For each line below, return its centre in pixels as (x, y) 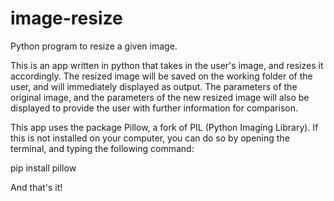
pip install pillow (43, 168)
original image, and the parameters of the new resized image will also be (160, 97)
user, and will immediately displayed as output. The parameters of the (154, 86)
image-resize (66, 18)
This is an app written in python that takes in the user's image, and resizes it (167, 65)
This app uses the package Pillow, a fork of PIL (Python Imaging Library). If (164, 127)
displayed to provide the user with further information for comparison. (154, 108)
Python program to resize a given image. (94, 46)
